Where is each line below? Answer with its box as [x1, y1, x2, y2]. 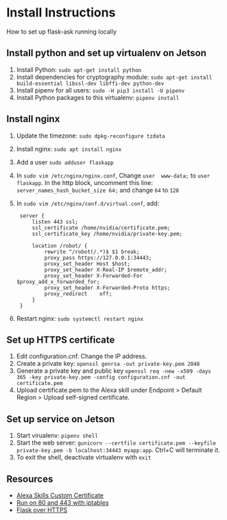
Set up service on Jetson [6, 413, 115, 425]
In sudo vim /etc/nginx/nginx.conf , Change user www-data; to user [16, 171, 211, 179]
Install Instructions [6, 5, 116, 21]
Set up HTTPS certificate [6, 334, 115, 345]
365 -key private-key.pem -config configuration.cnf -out [16, 374, 186, 381]
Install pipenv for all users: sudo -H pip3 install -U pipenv [16, 86, 185, 94]
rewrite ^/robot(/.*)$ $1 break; [44, 248, 140, 255]
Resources [6, 473, 53, 484]
